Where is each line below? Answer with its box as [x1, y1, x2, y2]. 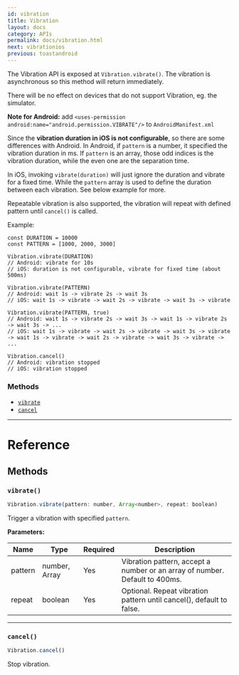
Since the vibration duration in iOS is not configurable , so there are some [7, 133, 225, 142]
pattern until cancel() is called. [7, 206, 98, 215]
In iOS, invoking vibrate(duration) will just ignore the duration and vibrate [7, 170, 225, 179]
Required [83, 544, 115, 554]
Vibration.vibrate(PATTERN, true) [7, 309, 110, 316]
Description [154, 544, 196, 554]
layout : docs [7, 23, 46, 31]
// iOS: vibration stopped [7, 365, 87, 372]
